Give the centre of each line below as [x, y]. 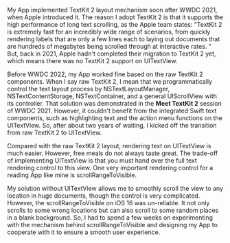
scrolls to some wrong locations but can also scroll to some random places [113, 210]
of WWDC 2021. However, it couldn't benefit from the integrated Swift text [112, 111]
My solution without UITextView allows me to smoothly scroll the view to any [115, 188]
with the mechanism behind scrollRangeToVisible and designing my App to [113, 225]
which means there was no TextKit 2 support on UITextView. [92, 61]
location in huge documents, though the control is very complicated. [104, 196]
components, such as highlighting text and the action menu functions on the [115, 118]
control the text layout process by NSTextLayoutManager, [89, 89]
